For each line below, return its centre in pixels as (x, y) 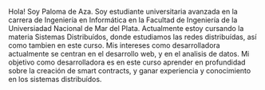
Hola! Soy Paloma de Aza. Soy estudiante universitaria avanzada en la (123, 12)
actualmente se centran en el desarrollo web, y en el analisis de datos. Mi (129, 54)
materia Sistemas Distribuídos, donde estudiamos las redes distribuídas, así (132, 37)
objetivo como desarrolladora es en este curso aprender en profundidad (127, 62)
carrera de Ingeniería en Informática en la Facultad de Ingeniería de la (123, 20)
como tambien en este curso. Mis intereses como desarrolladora (115, 45)
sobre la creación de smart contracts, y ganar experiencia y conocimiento (130, 70)
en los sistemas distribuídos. (55, 79)
